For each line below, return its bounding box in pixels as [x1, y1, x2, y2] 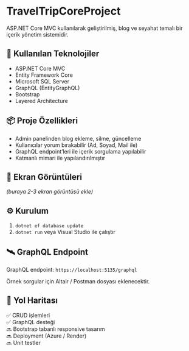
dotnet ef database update [15, 223, 84, 229]
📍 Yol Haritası [6, 296, 58, 306]
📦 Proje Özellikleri [6, 116, 78, 126]
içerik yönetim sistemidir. [6, 30, 69, 38]
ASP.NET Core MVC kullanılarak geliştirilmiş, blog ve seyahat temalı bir [6, 24, 184, 32]
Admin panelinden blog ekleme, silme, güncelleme [15, 135, 142, 142]
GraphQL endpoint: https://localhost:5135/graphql [6, 266, 137, 273]
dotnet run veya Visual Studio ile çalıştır [15, 229, 115, 236]
